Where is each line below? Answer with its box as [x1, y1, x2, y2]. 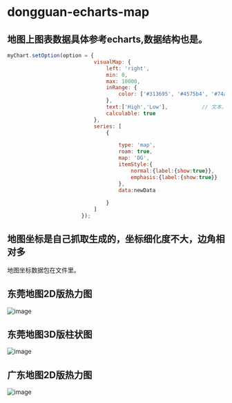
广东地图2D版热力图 [7, 369, 93, 381]
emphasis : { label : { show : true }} [130, 174, 217, 180]
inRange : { [106, 84, 137, 91]
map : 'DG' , [118, 155, 150, 162]
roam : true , [118, 148, 153, 156]
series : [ [93, 122, 122, 130]
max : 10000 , [106, 77, 140, 85]
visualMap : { [93, 58, 131, 66]
